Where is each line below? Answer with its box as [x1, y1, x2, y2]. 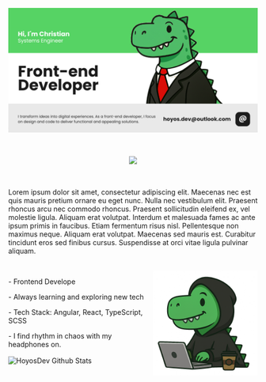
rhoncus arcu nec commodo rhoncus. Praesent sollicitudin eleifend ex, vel [8, 204, 251, 214]
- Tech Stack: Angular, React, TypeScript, [8, 308, 143, 316]
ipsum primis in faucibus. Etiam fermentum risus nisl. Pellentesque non [8, 221, 239, 230]
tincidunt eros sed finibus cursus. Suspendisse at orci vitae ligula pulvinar [8, 238, 249, 247]
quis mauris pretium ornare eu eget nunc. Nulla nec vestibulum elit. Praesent [8, 196, 258, 205]
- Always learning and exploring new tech [8, 293, 144, 301]
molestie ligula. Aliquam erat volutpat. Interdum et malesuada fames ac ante [8, 213, 256, 221]
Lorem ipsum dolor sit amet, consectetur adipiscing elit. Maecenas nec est [8, 187, 252, 197]
